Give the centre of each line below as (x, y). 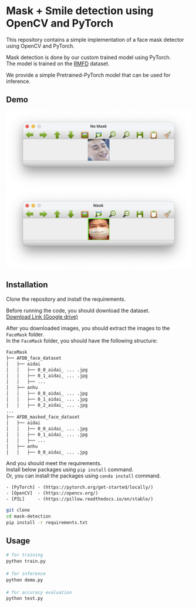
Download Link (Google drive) (42, 317)
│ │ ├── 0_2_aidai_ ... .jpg (47, 405)
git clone (18, 510)
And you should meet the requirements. (54, 463)
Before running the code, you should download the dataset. (78, 310)
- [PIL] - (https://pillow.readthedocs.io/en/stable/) (80, 499)
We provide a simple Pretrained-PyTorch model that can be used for (88, 75)
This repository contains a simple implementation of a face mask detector (95, 39)
